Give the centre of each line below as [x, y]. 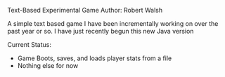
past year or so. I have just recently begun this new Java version [101, 31]
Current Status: [29, 44]
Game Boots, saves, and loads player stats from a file [95, 58]
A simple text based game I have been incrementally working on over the [113, 23]
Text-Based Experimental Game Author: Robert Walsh [85, 10]
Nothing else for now [48, 65]
